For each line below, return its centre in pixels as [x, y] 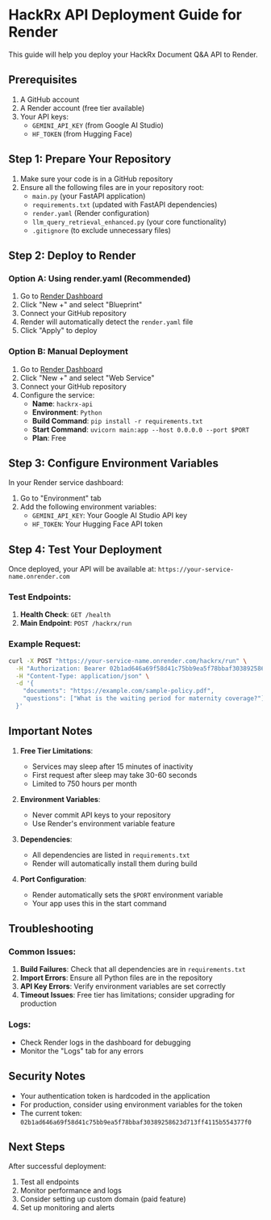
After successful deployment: [57, 1167]
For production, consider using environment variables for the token [131, 1104]
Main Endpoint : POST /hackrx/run [76, 623]
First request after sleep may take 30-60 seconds [115, 775]
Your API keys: [44, 116]
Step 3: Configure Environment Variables [114, 463]
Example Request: [45, 644]
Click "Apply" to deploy [58, 331]
